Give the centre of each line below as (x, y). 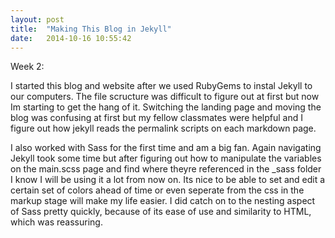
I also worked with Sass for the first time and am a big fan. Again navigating (166, 148)
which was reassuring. (56, 222)
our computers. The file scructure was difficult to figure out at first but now (165, 97)
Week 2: (27, 67)
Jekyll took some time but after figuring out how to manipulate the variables (166, 158)
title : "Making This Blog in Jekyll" (91, 29)
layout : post (37, 19)
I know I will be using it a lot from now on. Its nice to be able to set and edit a (168, 180)
